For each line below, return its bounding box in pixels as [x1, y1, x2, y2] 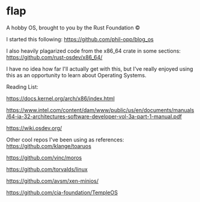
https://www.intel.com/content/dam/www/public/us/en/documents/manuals [6, 106, 195, 113]
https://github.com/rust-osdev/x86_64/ [6, 53, 103, 61]
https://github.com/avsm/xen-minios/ [6, 177, 99, 184]
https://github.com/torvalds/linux [6, 165, 88, 173]
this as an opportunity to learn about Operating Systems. [6, 71, 147, 79]
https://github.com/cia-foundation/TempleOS [6, 189, 118, 196]
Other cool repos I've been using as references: [6, 136, 124, 143]
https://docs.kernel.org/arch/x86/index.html [6, 95, 115, 102]
